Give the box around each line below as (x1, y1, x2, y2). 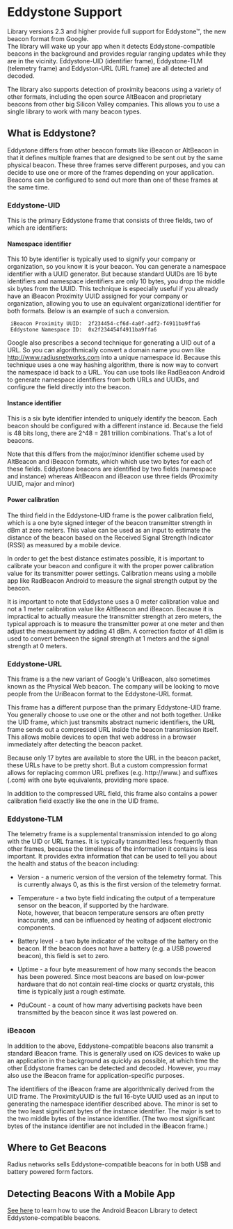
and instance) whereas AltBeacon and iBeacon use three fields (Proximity (7, 472, 218, 480)
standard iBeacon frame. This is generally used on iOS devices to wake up (7, 1049, 220, 1057)
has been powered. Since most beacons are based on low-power (17, 973, 205, 981)
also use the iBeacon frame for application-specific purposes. (7, 1071, 185, 1079)
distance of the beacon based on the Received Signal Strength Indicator (7, 533, 214, 542)
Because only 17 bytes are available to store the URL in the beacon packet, (7, 753, 221, 762)
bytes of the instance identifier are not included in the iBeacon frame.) (7, 1122, 209, 1130)
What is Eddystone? (7, 127, 96, 139)
